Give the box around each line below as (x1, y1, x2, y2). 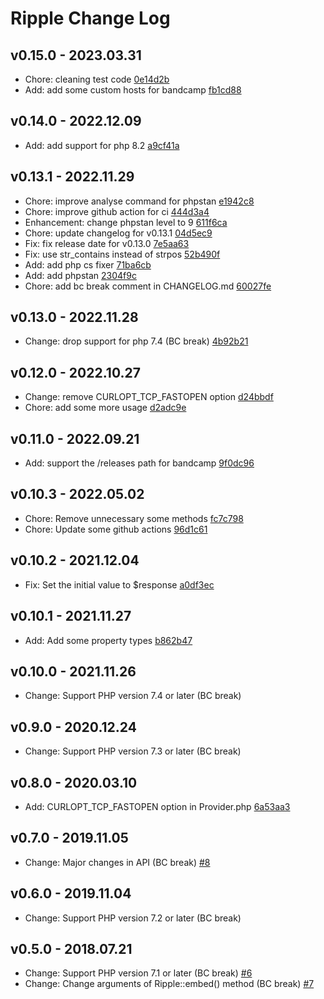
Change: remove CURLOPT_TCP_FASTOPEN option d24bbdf (24, 391, 274, 403)
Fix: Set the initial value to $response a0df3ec (24, 578, 215, 591)
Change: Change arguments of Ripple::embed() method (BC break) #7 (24, 978, 315, 990)
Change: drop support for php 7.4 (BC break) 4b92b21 (24, 335, 249, 347)
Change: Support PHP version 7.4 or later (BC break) (24, 690, 242, 702)
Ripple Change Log (10, 7, 171, 30)
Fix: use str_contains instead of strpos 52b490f (24, 248, 221, 260)
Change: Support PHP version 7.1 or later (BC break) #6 (24, 967, 253, 979)
